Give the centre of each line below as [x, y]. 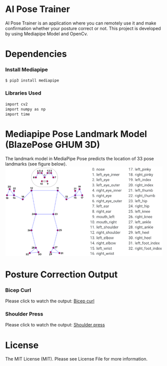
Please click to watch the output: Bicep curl [50, 301]
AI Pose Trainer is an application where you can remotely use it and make [81, 23]
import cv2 [16, 104]
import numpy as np [25, 109]
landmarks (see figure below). [36, 164]
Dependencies [36, 54]
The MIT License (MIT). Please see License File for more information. [76, 359]
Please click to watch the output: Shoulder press [55, 325]
